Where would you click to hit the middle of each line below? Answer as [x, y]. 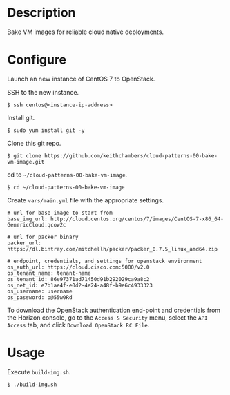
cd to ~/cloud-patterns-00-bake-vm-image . [67, 175]
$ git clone [24, 156]
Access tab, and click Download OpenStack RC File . [78, 325]
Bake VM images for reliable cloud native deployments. [86, 32]
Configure [37, 60]
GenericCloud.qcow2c [37, 225]
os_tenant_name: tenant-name [49, 273]
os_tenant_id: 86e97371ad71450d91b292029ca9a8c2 [78, 279]
